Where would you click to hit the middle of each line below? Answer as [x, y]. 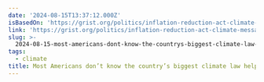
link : [17, 30]
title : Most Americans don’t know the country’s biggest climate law [125, 66]
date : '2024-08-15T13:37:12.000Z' [65, 15]
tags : [17, 52]
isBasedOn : [26, 23]
